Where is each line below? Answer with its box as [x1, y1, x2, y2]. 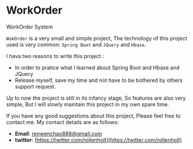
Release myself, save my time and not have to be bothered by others [14, 77, 183, 84]
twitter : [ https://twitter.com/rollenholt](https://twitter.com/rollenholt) [14, 136, 182, 143]
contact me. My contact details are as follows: [6, 118, 119, 125]
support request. [14, 83, 56, 90]
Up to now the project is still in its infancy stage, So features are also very [6, 94, 186, 102]
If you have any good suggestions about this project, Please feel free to [6, 112, 181, 119]
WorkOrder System [6, 23, 53, 30]
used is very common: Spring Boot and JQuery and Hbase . [6, 41, 147, 48]
